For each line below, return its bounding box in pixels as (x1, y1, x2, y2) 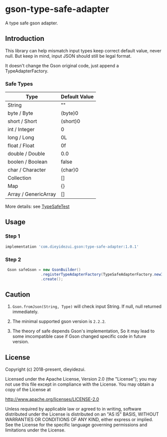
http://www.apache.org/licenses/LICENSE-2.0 (5, 396, 99, 402)
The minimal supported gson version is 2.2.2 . (12, 318, 106, 324)
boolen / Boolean (7, 158, 48, 165)
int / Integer (7, 126, 35, 133)
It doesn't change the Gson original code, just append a (5, 62, 119, 68)
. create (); (40, 277, 64, 282)
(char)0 (61, 166, 79, 173)
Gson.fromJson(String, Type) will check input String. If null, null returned (12, 303, 162, 309)
